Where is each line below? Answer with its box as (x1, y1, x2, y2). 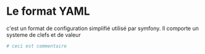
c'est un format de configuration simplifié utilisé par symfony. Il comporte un (6, 25, 199, 32)
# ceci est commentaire (6, 43, 67, 49)
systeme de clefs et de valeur (6, 31, 81, 38)
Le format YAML (6, 4, 91, 18)
